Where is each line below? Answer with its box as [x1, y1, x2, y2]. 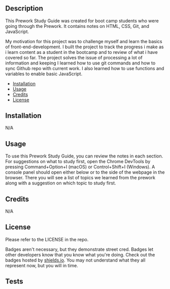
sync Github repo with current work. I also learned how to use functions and [5, 65, 164, 71]
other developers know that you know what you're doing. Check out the [5, 251, 155, 258]
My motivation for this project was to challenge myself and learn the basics [5, 38, 162, 44]
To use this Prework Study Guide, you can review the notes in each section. [5, 153, 163, 159]
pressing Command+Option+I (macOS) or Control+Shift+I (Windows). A [5, 164, 155, 170]
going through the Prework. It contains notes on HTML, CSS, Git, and [5, 23, 150, 29]
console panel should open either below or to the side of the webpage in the [5, 169, 165, 175]
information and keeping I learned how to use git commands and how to [5, 60, 156, 66]
